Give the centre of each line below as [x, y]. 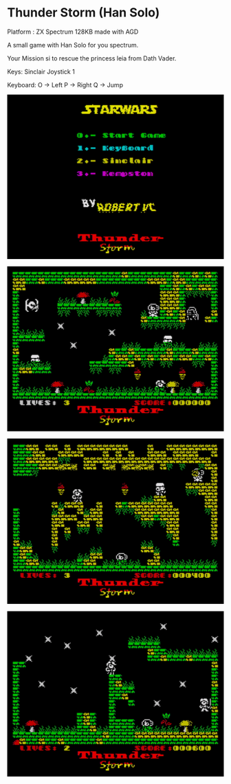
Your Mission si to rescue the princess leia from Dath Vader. [92, 58]
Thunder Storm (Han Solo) [84, 13]
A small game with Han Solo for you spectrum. [73, 45]
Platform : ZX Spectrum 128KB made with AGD [73, 32]
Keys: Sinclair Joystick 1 [41, 71]
